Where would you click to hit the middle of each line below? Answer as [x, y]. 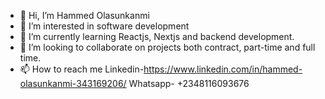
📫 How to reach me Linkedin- [82, 69]
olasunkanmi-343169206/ [73, 83]
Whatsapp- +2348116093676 [189, 83]
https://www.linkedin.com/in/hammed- [223, 69]
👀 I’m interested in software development [104, 26]
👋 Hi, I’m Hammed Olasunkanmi [84, 15]
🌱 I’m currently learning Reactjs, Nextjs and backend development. [157, 36]
